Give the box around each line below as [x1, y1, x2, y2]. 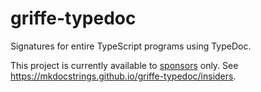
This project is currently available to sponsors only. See [10, 59, 239, 71]
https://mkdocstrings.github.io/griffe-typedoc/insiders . [10, 70, 237, 82]
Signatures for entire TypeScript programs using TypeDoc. [10, 40, 252, 52]
